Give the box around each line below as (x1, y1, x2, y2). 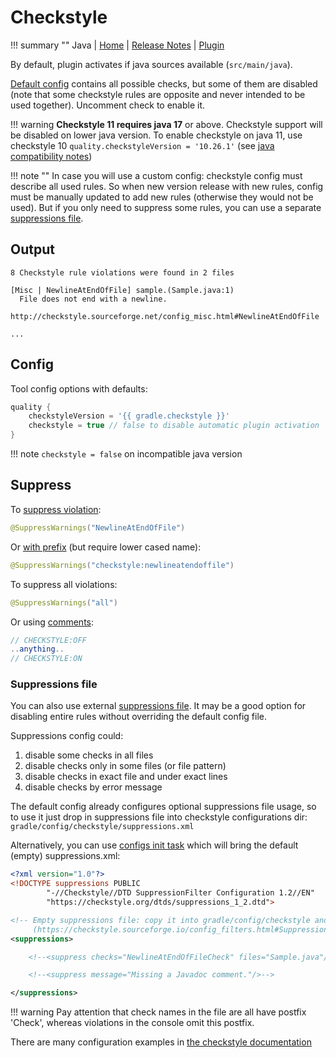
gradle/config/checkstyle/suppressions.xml (10, 822, 195, 832)
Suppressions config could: (10, 730, 124, 742)
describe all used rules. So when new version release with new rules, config (10, 180, 324, 192)
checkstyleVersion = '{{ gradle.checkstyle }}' (28, 411, 230, 421)
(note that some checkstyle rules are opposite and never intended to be (10, 88, 306, 100)
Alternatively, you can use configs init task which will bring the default (10, 839, 299, 851)
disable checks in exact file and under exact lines (24, 771, 228, 783)
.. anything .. (10, 644, 65, 655)
